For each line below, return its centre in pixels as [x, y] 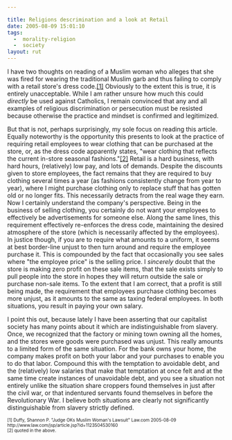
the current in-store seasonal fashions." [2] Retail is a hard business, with [111, 159]
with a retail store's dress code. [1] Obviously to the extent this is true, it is [111, 86]
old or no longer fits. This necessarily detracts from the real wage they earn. [116, 195]
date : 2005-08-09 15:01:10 [46, 26]
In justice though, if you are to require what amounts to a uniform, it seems [114, 239]
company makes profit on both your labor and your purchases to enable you [116, 356]
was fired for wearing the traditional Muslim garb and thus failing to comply [114, 79]
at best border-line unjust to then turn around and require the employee [109, 247]
